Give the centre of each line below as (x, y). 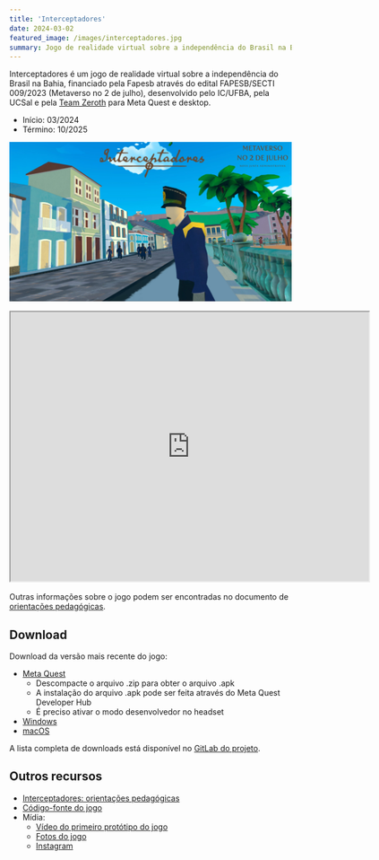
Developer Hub (64, 702)
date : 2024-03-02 (42, 28)
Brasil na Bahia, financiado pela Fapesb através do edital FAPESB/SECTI (142, 83)
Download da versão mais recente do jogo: (88, 656)
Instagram (54, 846)
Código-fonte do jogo (62, 807)
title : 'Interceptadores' (57, 19)
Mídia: (34, 817)
